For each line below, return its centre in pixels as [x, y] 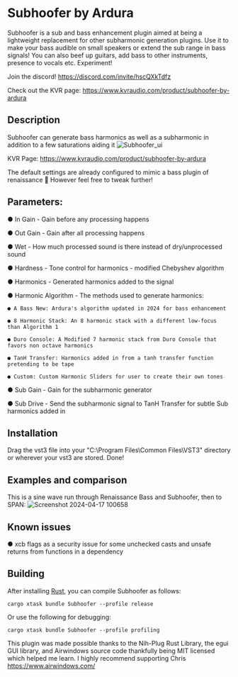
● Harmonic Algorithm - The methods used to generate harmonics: [106, 295]
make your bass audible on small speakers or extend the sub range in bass [117, 47]
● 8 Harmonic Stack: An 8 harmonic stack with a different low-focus [112, 320]
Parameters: [35, 202]
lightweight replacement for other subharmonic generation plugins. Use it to [118, 40]
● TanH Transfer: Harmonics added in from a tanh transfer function [110, 358]
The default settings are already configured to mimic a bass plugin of [108, 172]
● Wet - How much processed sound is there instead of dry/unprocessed [115, 247]
